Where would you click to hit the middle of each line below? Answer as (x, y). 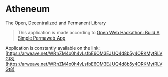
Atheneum (28, 9)
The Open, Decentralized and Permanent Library (56, 23)
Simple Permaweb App (41, 38)
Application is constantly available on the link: (52, 48)
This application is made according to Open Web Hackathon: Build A (89, 32)
